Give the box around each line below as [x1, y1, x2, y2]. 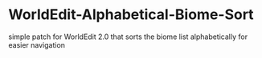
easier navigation [8, 40, 66, 49]
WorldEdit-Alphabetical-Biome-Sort [8, 6, 255, 24]
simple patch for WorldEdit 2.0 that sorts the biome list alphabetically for [8, 32, 248, 41]
